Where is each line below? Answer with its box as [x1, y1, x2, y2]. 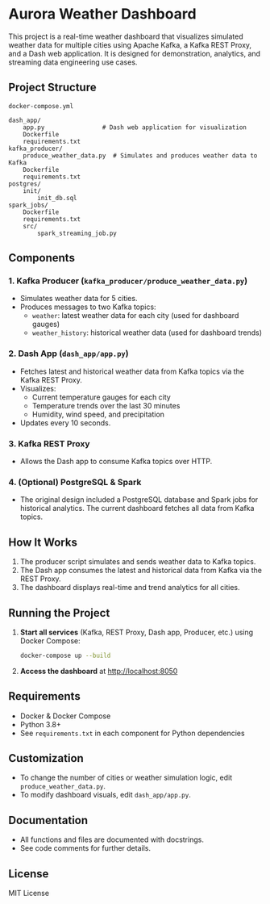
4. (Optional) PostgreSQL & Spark [8, 476, 142, 488]
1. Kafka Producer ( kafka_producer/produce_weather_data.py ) [8, 275, 248, 287]
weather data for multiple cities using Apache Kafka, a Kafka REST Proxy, [8, 40, 252, 49]
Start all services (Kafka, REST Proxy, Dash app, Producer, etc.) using [19, 627, 254, 637]
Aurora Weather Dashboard [8, 5, 197, 23]
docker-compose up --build [19, 651, 111, 659]
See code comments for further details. [19, 843, 152, 853]
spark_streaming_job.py [37, 229, 117, 237]
